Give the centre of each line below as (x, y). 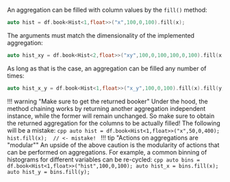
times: (16, 75)
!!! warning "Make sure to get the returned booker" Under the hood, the (107, 101)
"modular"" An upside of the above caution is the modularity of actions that (113, 145)
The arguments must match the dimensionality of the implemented (101, 35)
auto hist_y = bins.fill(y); (49, 172)
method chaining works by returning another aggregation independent (106, 108)
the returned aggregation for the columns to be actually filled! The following (114, 123)
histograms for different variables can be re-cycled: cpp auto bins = (104, 159)
